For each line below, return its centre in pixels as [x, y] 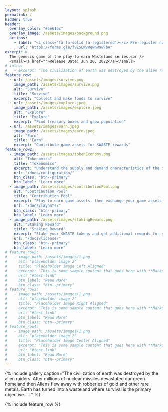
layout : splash [21, 10]
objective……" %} [23, 395]
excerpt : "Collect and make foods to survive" [63, 98]
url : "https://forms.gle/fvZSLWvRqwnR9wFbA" [65, 47]
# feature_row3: [22, 289]
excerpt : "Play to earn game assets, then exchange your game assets [88, 201]
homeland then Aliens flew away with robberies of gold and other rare [77, 384]
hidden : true [19, 19]
